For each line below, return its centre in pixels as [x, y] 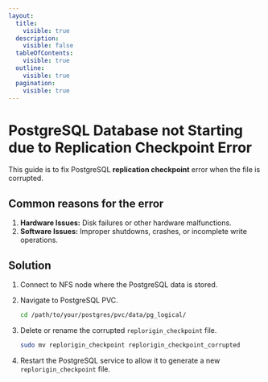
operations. [39, 240]
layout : [21, 16]
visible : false [48, 46]
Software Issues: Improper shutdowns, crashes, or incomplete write [134, 232]
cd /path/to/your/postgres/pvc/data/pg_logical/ [103, 314]
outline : [30, 68]
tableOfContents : [45, 53]
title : [27, 23]
